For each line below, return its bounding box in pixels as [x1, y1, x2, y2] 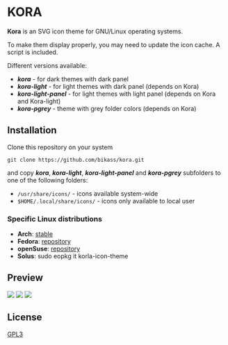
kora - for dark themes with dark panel [17, 74, 129, 83]
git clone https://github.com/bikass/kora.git [7, 156, 145, 163]
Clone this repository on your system [7, 143, 113, 151]
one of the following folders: [7, 176, 88, 184]
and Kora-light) [17, 96, 61, 105]
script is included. [7, 48, 58, 56]
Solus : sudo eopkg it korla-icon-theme [17, 252, 129, 260]
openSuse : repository [17, 244, 81, 253]
